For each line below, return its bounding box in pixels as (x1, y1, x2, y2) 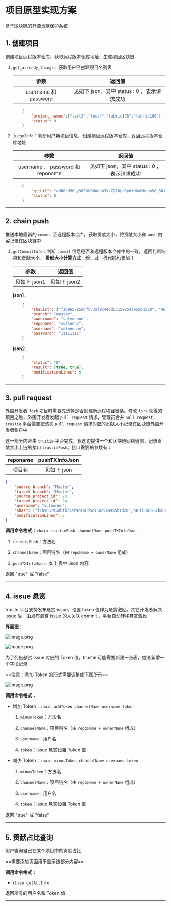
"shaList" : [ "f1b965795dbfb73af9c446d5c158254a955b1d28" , (31, 307, 157, 312)
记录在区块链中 (9, 237, 41, 243)
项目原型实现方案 (5, 5, 77, 16)
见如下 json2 (50, 278, 80, 285)
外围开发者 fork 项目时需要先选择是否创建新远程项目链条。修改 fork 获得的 (5, 407, 163, 414)
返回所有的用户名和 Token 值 (5, 890, 66, 896)
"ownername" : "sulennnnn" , (31, 316, 89, 322)
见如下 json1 (15, 278, 46, 285)
